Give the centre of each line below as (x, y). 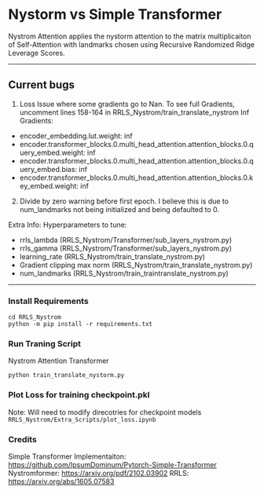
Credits (22, 439)
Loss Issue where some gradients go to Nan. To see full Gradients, (127, 104)
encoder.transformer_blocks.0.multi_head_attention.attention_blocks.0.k (136, 177)
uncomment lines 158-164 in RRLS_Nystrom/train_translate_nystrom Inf (134, 112)
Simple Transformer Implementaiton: (67, 456)
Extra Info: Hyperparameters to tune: (68, 225)
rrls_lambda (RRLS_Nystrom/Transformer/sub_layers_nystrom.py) (126, 240)
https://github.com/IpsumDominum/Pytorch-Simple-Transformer (113, 464)
